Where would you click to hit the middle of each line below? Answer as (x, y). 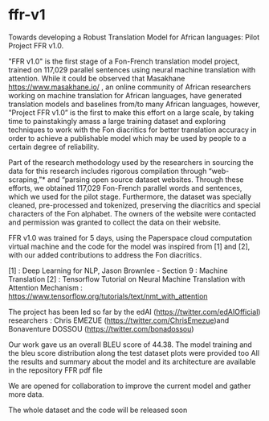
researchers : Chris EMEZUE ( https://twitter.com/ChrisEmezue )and (119, 320)
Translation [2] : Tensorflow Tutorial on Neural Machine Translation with (127, 279)
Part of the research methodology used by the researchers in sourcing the (131, 162)
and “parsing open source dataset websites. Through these (145, 180)
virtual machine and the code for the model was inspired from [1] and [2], (129, 246)
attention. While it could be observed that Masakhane (97, 78)
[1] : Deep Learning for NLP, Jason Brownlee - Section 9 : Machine (118, 270)
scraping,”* (27, 180)
